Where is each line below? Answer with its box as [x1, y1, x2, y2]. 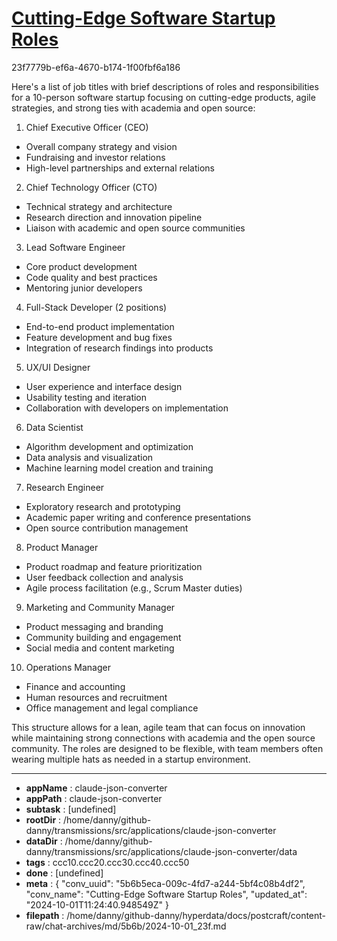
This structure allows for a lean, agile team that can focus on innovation [11, 721, 306, 733]
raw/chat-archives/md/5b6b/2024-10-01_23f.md [25, 920, 227, 932]
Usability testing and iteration [25, 391, 148, 403]
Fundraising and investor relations [25, 151, 166, 163]
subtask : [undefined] [25, 803, 117, 815]
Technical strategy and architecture [25, 200, 173, 212]
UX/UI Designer [25, 361, 91, 373]
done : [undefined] [25, 867, 104, 879]
